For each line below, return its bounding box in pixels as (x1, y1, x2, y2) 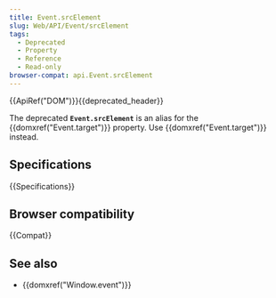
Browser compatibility (9, 206, 135, 221)
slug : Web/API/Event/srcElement (9, 21, 129, 30)
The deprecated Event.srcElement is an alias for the (9, 112, 199, 123)
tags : (9, 29, 29, 38)
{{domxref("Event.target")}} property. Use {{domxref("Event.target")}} (9, 122, 267, 133)
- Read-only (17, 63, 62, 72)
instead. (9, 131, 39, 142)
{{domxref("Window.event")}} (21, 279, 132, 290)
